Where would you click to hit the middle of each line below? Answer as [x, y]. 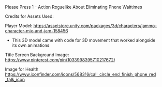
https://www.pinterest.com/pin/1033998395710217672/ [60, 60]
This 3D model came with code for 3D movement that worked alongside [84, 40]
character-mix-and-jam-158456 [37, 31]
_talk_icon [15, 80]
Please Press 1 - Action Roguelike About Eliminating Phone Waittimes [74, 7]
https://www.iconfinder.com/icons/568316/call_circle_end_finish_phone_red [81, 74]
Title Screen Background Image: [37, 55]
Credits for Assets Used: [29, 16]
